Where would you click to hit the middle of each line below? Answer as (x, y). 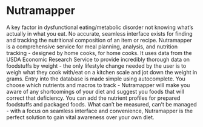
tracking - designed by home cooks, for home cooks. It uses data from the (99, 53)
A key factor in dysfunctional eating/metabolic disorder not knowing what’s (100, 27)
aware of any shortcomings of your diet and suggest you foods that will (95, 91)
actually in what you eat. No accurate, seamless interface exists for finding (99, 33)
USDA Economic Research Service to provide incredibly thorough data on (98, 59)
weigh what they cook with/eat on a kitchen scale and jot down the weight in (102, 72)
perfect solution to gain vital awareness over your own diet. (80, 117)
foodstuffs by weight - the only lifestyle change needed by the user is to (96, 66)
